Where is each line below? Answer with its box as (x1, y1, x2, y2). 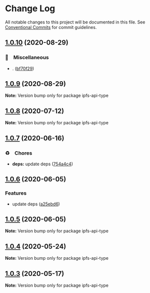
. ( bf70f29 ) (12, 66, 34, 71)
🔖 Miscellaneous (5, 54, 49, 61)
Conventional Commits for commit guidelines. (5, 24, 97, 30)
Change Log (5, 3, 55, 14)
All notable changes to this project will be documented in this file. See (5, 19, 146, 25)
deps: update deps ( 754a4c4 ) (12, 161, 73, 167)
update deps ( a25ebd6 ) (12, 201, 60, 207)
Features (5, 190, 27, 197)
